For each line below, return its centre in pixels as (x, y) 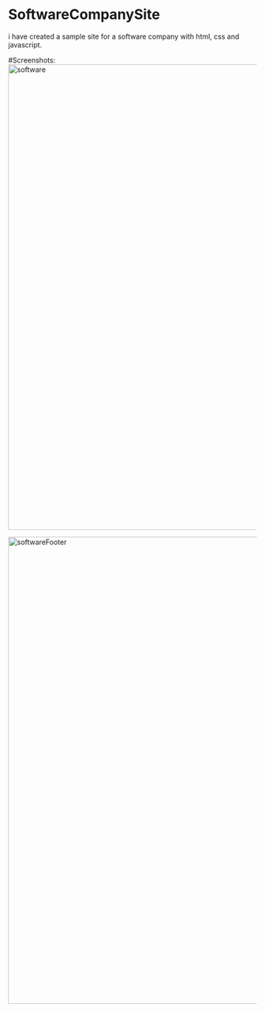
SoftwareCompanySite (84, 15)
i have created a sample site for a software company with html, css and (124, 36)
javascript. (25, 44)
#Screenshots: (32, 60)
